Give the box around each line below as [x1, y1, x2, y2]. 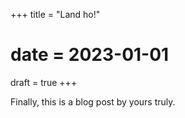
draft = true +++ [10, 76, 78, 88]
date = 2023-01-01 [10, 44, 170, 66]
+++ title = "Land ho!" [10, 9, 101, 20]
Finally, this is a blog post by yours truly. [10, 95, 176, 108]
